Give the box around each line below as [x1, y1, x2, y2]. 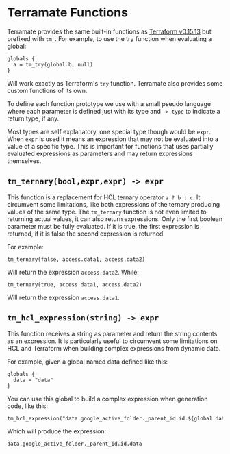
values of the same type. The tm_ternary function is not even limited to [7, 207, 207, 216]
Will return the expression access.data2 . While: [7, 268, 139, 276]
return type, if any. [7, 114, 60, 123]
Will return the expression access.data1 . [7, 293, 120, 301]
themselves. [7, 156, 42, 165]
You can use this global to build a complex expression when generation [7, 394, 208, 403]
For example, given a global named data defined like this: [7, 357, 168, 366]
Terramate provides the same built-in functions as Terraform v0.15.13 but [7, 27, 212, 36]
